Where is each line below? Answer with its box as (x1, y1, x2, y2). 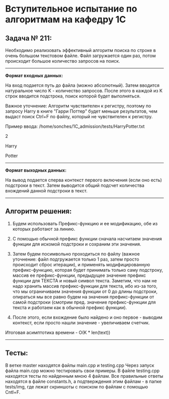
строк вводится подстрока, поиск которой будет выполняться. (5, 93, 141, 99)
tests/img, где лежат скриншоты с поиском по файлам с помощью (5, 383, 148, 389)
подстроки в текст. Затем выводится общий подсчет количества (5, 182, 144, 188)
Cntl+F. (5, 389, 21, 395)
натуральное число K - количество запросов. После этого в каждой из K (5, 88, 162, 93)
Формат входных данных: (5, 73, 63, 78)
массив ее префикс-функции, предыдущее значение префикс (12, 272, 146, 278)
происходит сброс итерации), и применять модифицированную (12, 261, 150, 268)
